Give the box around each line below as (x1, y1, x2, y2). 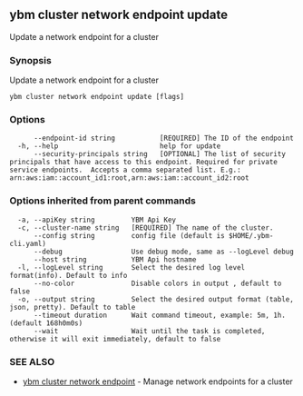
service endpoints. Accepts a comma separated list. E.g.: (9, 165, 242, 175)
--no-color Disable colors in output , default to (33, 279, 282, 288)
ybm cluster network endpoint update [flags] (9, 93, 184, 102)
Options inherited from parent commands (9, 194, 197, 207)
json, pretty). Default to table (9, 302, 136, 312)
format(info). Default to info (9, 271, 128, 280)
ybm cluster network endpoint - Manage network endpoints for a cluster (22, 376, 293, 387)
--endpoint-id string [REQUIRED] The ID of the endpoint (33, 134, 295, 144)
